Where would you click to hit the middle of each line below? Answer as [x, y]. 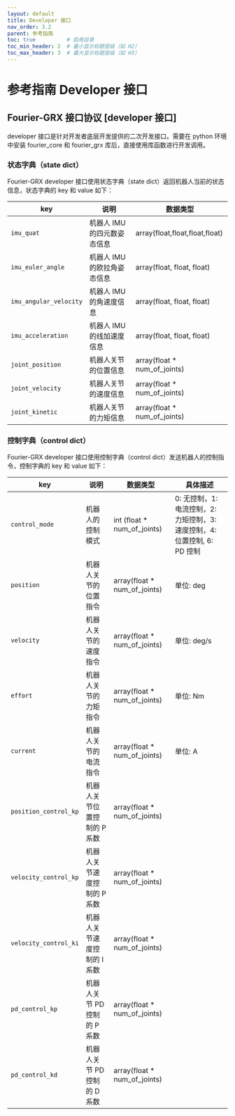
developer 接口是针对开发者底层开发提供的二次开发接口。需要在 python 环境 [117, 136]
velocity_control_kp [45, 878]
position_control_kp [45, 812]
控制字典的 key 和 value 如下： [63, 466]
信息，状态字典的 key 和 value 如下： [60, 190]
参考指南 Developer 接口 [78, 90]
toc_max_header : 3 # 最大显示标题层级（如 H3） [73, 53]
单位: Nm [190, 696]
